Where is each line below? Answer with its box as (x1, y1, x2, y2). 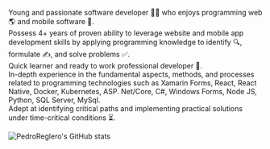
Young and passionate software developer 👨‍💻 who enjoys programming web (8, 8, 263, 17)
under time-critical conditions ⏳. (8, 113, 116, 122)
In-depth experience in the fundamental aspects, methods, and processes (8, 69, 255, 79)
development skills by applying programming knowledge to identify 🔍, (8, 37, 243, 47)
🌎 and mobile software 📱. (8, 17, 94, 26)
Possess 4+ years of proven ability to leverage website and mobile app (8, 28, 244, 38)
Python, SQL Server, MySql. (8, 95, 101, 105)
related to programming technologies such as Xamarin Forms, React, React (8, 78, 257, 88)
